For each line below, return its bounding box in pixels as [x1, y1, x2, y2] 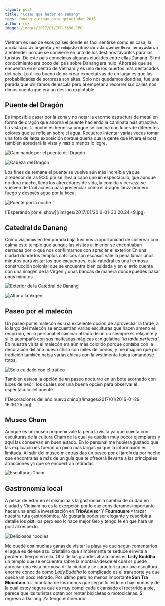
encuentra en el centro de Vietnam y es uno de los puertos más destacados [5, 65, 159, 72]
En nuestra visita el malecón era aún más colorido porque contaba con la [5, 341, 154, 347]
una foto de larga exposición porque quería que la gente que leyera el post [5, 135, 157, 141]
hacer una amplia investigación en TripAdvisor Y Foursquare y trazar [5, 508, 147, 514]
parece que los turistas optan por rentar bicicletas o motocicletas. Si [5, 590, 144, 596]
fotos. [5, 357, 17, 363]
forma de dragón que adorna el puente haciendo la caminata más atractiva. [5, 119, 158, 125]
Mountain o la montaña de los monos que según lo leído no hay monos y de [5, 580, 160, 586]
